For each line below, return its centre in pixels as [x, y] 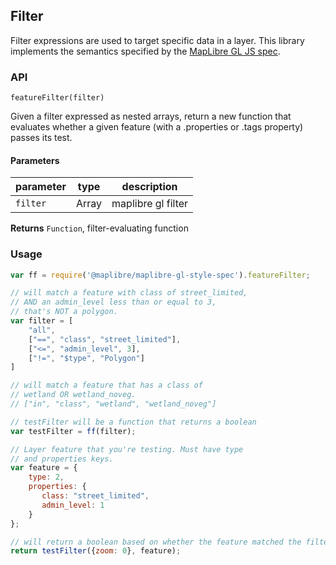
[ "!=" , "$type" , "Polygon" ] [86, 358]
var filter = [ [42, 321]
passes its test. [41, 138]
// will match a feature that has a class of [106, 385]
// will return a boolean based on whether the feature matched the [156, 542]
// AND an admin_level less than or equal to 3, [113, 302]
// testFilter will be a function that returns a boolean [133, 422]
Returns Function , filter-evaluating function [99, 228]
